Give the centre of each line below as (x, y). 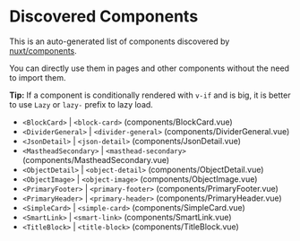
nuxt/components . (43, 50)
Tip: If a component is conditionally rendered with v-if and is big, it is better (150, 95)
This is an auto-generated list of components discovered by (120, 41)
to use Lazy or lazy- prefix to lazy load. (81, 104)
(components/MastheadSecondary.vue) (96, 159)
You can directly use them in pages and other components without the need (149, 68)
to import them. (38, 77)
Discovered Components (104, 17)
